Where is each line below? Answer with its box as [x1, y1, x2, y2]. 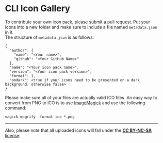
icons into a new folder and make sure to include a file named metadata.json [5, 24, 158, 30]
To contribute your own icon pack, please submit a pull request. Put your [5, 19, 150, 25]
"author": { [9, 48, 34, 53]
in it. [5, 29, 14, 35]
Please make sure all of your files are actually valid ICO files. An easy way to [5, 95, 158, 100]
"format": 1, [9, 73, 36, 78]
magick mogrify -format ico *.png [5, 114, 75, 119]
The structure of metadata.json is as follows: [5, 34, 94, 40]
